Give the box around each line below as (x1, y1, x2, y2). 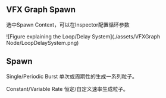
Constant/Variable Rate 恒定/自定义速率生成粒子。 (6, 85, 129, 92)
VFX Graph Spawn (6, 5, 76, 15)
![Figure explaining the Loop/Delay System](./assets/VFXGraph (6, 32, 161, 40)
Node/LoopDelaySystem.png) (6, 39, 79, 46)
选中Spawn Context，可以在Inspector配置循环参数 (6, 21, 130, 28)
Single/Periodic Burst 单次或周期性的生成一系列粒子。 (6, 73, 138, 80)
